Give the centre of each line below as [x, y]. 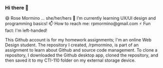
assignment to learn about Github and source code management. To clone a [81, 50]
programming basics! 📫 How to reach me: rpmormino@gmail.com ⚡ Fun [78, 24]
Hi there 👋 [17, 8]
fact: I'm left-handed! [26, 30]
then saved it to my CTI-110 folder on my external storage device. [70, 60]
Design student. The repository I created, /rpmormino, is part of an [72, 45]
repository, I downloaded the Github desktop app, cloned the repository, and [82, 55]
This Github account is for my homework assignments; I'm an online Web [78, 40]
